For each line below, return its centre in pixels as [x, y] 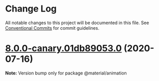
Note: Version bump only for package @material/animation [66, 73]
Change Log [31, 9]
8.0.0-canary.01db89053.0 [63, 49]
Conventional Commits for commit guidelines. [52, 28]
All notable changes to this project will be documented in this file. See [77, 23]
